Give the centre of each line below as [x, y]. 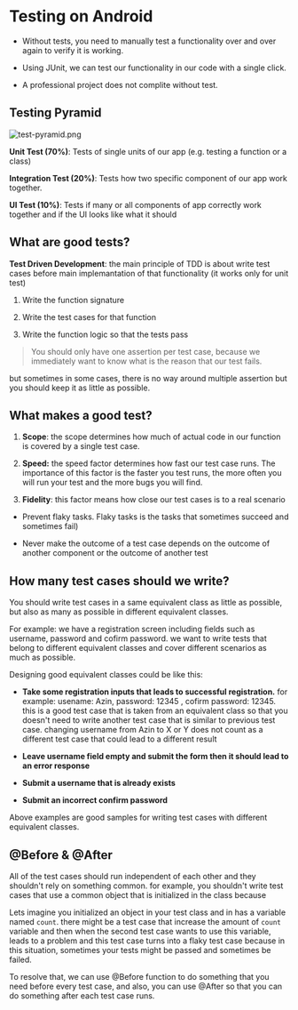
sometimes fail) [50, 526]
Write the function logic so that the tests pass [105, 334]
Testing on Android [81, 16]
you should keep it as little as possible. [80, 388]
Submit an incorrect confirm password [95, 800]
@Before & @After [61, 855]
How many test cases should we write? [119, 581]
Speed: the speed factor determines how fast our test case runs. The [149, 463]
